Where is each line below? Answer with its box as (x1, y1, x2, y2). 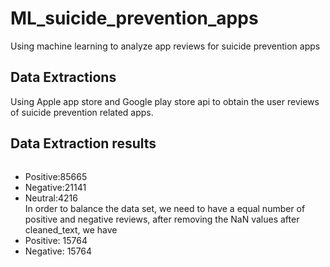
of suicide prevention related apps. (10, 106, 154, 118)
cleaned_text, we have (24, 223, 118, 236)
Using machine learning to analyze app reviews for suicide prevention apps (10, 40, 321, 52)
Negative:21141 (24, 181, 87, 193)
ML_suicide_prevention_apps (10, 7, 259, 30)
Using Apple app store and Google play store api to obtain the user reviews (10, 95, 320, 107)
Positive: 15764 (24, 234, 88, 246)
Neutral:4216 (24, 192, 78, 204)
